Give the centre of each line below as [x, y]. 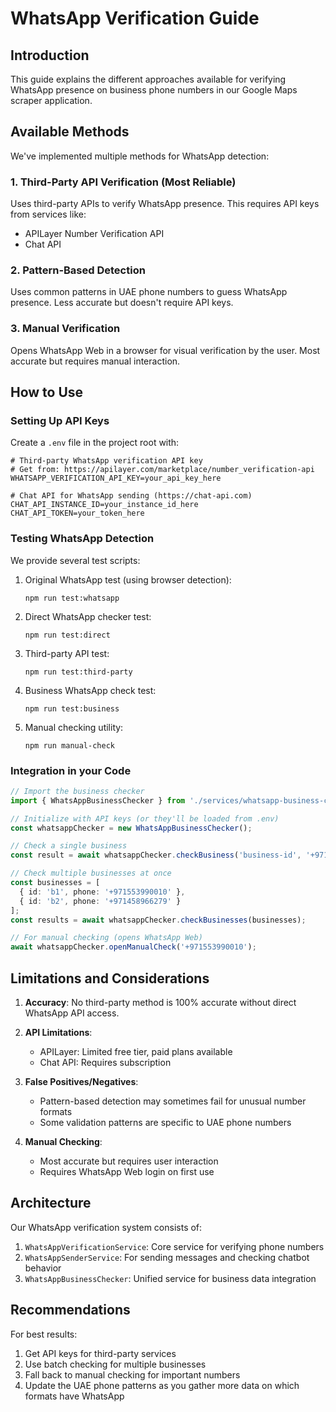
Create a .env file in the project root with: [95, 443]
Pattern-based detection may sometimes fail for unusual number [173, 1101]
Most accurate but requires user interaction [129, 1161]
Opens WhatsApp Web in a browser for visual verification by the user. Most [165, 350]
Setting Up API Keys [60, 421]
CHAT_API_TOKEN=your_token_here [77, 513]
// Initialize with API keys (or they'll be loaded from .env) [145, 818]
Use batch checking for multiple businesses [115, 1364]
